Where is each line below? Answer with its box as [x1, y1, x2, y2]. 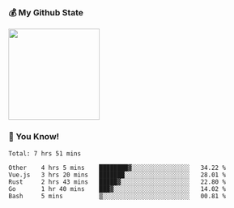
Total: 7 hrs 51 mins [8, 149, 82, 158]
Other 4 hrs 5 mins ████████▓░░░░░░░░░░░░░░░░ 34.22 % [8, 163, 227, 172]
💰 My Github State [8, 6, 83, 18]
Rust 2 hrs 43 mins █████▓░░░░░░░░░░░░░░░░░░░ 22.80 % [8, 177, 227, 186]
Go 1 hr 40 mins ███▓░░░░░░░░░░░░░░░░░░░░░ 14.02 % [8, 185, 227, 193]
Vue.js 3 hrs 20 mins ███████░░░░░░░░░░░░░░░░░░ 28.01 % [8, 171, 227, 179]
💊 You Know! [8, 131, 60, 142]
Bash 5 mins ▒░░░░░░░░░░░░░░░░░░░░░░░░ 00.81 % [8, 192, 227, 200]
